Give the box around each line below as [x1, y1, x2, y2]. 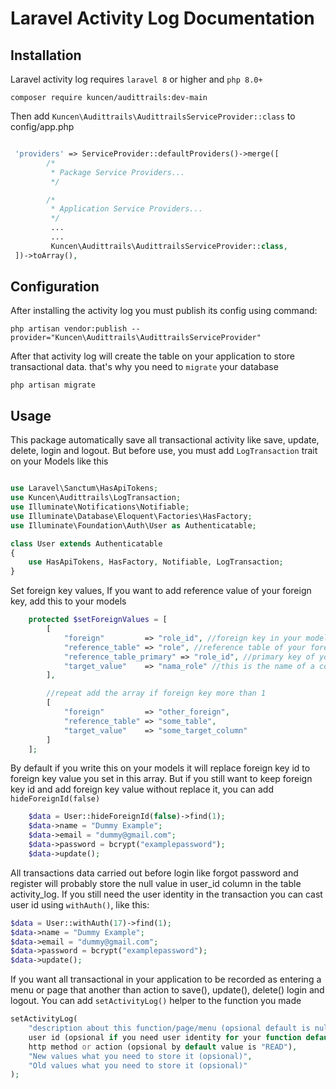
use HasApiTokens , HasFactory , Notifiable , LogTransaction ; [28, 557, 284, 567]
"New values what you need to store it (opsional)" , [28, 1051, 253, 1061]
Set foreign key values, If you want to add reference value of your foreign [10, 585, 312, 597]
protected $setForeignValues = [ [28, 615, 168, 625]
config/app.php [10, 121, 75, 132]
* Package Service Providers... [50, 167, 186, 177]
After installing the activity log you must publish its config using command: [10, 305, 318, 317]
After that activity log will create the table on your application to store [10, 350, 295, 362]
